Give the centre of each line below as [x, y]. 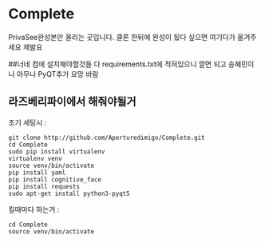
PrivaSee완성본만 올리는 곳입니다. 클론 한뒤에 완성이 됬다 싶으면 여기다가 [122, 37]
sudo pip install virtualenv [57, 151]
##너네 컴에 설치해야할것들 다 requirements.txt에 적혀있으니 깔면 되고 [117, 64]
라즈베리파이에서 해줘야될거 [73, 102]
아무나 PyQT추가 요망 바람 [57, 74]
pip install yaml [37, 173]
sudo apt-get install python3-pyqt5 [69, 193]
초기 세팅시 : [28, 122]
